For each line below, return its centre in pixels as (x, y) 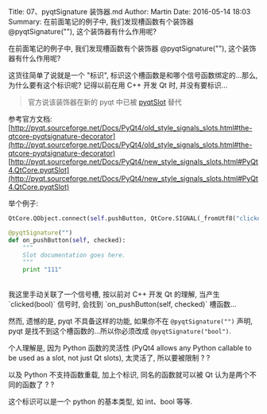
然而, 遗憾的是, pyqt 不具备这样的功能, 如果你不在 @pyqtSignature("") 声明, (130, 321)
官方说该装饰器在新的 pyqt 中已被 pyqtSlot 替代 (104, 102)
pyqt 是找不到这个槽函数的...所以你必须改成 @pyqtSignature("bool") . (120, 331)
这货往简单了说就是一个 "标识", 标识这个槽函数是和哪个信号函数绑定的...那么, (133, 75)
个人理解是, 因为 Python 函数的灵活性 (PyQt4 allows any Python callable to (130, 348)
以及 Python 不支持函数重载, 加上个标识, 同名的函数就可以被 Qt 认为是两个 (129, 375)
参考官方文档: (31, 119)
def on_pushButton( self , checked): (67, 240)
